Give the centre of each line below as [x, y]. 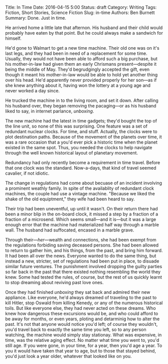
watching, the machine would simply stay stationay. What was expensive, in [83, 335]
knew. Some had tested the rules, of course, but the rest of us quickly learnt [83, 277]
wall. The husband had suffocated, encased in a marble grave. [70, 230]
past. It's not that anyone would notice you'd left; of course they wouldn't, [81, 324]
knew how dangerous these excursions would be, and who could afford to [82, 314]
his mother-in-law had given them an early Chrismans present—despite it [81, 64]
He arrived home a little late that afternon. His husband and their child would [84, 28]
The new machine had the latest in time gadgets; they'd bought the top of [81, 121]
